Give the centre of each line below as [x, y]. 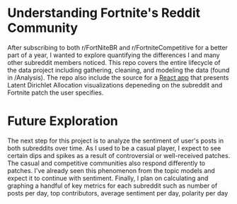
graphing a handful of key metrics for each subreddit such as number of [112, 186]
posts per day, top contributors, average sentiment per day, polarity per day [118, 193]
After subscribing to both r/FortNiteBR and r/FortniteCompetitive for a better [118, 47]
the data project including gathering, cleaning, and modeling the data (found [118, 70]
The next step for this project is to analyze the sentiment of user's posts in [116, 140]
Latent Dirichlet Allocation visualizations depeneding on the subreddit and [115, 85]
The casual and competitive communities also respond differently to [106, 163]
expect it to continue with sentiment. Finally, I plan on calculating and [108, 178]
